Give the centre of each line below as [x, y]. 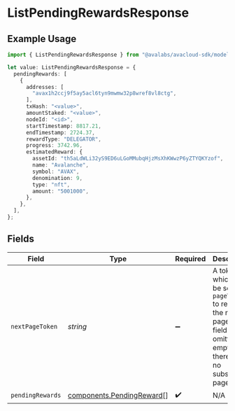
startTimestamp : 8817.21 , [63, 126]
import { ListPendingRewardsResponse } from [73, 55]
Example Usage [42, 39]
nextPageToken [34, 326]
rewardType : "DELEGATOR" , [63, 139]
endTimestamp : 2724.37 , [60, 132]
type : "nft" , [51, 184]
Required [190, 258]
